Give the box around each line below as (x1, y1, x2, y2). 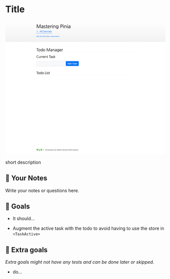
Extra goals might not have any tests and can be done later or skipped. (5, 259, 155, 265)
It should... (12, 215, 35, 222)
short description (5, 159, 42, 165)
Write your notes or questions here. (5, 187, 80, 194)
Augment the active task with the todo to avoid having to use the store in (12, 225, 164, 232)
